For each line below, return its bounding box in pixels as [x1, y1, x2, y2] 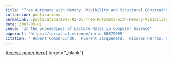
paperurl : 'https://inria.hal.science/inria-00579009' [5, 31, 125, 36]
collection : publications [5, 12, 60, 17]
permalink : [5, 17, 29, 22]
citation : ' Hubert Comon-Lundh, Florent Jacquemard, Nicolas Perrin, [5, 36, 164, 41]
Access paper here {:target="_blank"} [5, 49, 84, 56]
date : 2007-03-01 [5, 21, 42, 27]
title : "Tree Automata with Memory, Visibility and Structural [5, 7, 143, 13]
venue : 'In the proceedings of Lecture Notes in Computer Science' [5, 26, 153, 32]
